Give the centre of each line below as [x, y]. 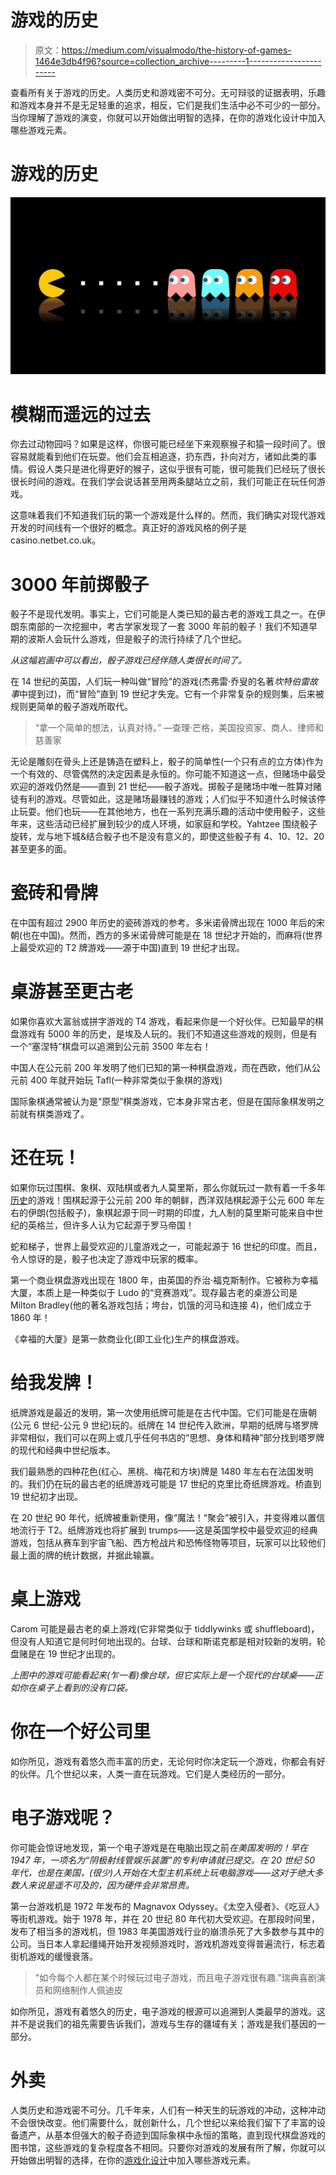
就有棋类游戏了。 [54, 1114]
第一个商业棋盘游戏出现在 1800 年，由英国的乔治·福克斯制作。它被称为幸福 [164, 1280]
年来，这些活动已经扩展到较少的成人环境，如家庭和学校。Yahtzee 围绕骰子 [164, 824]
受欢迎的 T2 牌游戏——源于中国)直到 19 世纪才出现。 [136, 948]
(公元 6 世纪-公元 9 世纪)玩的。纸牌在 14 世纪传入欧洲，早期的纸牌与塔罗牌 [164, 1425]
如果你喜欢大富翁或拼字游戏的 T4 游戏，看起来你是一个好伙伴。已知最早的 [163, 1022]
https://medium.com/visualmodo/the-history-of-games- [176, 50]
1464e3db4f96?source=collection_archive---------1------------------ [178, 61]
